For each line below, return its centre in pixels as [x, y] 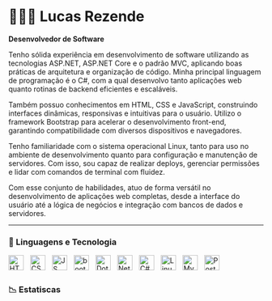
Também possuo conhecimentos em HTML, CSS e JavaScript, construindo [133, 104]
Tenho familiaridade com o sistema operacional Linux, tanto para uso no [129, 146]
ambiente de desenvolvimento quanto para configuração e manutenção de [133, 155]
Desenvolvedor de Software [57, 39]
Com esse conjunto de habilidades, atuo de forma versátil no [110, 187]
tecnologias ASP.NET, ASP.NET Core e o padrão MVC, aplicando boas [125, 63]
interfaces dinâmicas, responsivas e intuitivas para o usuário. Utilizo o [125, 113]
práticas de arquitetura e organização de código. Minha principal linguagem [135, 71]
